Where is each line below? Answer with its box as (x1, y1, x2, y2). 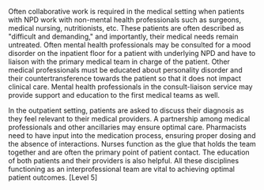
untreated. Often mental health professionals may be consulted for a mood (8, 40, 251, 50)
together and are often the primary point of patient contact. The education (8, 147, 251, 157)
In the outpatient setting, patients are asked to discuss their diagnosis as (8, 106, 244, 115)
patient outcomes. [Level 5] (8, 173, 98, 182)
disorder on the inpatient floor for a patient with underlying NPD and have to (8, 49, 256, 58)
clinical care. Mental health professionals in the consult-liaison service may (8, 82, 253, 91)
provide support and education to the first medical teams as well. (8, 91, 220, 99)
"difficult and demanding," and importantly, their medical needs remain (8, 32, 239, 41)
